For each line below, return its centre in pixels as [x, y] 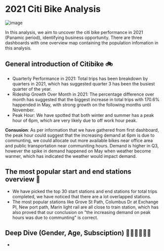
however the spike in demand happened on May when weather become [78, 151]
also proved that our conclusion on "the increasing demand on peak [81, 212]
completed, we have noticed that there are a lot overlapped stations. [82, 196]
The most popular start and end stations [68, 172]
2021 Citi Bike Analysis [53, 9]
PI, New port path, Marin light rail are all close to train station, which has [85, 207]
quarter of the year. [32, 89]
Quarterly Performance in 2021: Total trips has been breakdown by [80, 78]
